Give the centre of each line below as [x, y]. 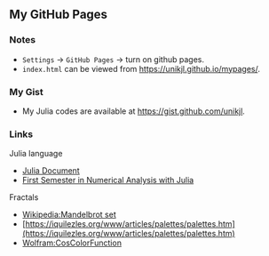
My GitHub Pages [59, 15]
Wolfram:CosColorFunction [72, 243]
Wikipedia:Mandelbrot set [69, 215]
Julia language [36, 154]
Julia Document [51, 171]
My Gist [26, 92]
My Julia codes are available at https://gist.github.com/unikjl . [134, 111]
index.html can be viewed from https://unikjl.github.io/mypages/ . [141, 68]
